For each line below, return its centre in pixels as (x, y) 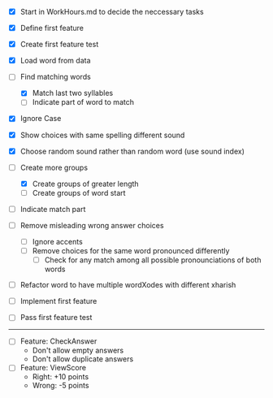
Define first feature (52, 28)
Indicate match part (53, 209)
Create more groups (54, 167)
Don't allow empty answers (78, 350)
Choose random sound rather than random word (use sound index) (132, 151)
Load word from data (55, 61)
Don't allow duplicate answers (83, 359)
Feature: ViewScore (53, 368)
